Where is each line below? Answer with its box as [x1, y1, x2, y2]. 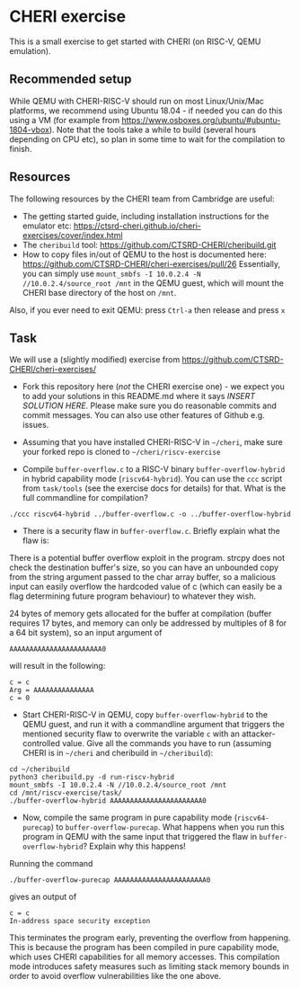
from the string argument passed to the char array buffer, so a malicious [9, 572, 277, 583]
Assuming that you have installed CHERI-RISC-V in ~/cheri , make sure [22, 437, 283, 448]
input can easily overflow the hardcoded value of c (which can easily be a [9, 582, 283, 592]
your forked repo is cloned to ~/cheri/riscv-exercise [22, 447, 221, 458]
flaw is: [22, 535, 49, 546]
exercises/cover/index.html [22, 229, 123, 240]
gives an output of [9, 892, 77, 903]
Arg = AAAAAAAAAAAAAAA [9, 686, 94, 695]
